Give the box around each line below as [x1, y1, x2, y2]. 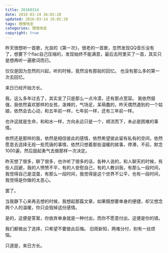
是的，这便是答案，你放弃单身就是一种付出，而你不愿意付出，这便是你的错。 [5, 215, 163, 221]
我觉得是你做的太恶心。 [5, 177, 53, 183]
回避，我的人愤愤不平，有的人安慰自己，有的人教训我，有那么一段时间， [13, 165, 163, 170]
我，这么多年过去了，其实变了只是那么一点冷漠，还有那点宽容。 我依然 [5, 95, 151, 101]
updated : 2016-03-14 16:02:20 [5, 16, 68, 21]
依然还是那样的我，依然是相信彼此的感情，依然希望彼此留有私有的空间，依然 [5, 135, 163, 141]
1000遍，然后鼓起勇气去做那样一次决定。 [5, 148, 90, 154]
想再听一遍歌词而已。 [9, 57, 53, 63]
